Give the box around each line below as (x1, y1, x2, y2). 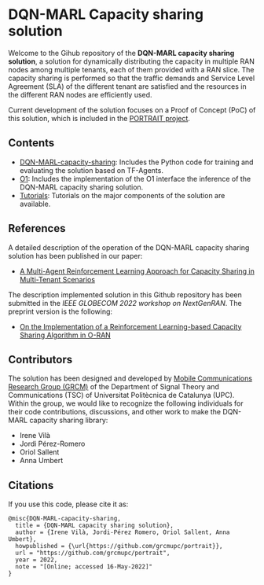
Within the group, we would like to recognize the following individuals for (8, 399, 244, 408)
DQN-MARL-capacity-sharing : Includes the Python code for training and (19, 157, 254, 167)
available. (19, 199, 51, 208)
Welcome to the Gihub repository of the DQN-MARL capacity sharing (8, 48, 235, 57)
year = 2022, (15, 556, 58, 564)
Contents (8, 136, 55, 150)
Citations (8, 478, 54, 492)
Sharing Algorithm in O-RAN (19, 330, 112, 340)
